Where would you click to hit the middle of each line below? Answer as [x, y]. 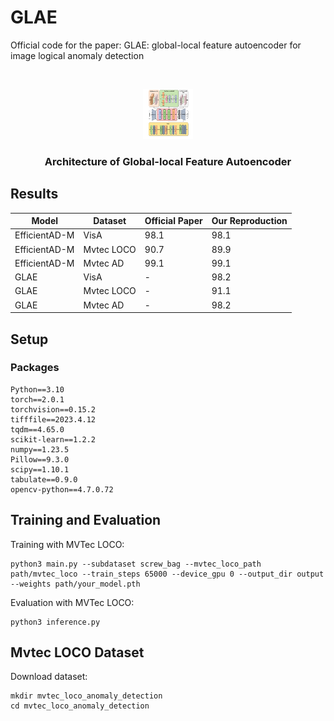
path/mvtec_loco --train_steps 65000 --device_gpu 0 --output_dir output [167, 574]
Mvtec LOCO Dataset [77, 652]
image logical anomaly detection [77, 55]
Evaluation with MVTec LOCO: [72, 602]
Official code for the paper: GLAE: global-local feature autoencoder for [156, 45]
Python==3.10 [37, 389]
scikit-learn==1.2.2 [53, 439]
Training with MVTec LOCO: [67, 544]
